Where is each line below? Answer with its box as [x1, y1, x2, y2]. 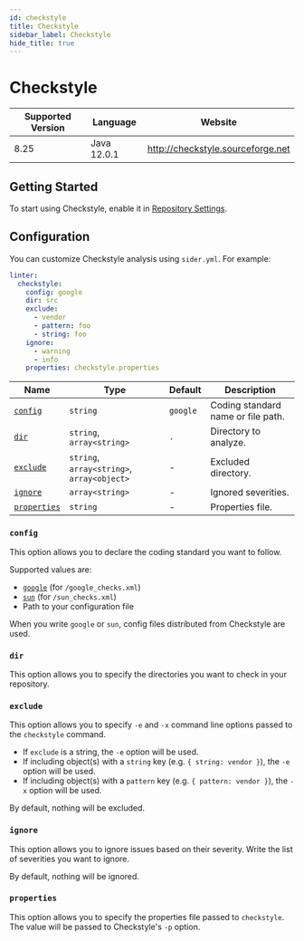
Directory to [210, 425, 261, 437]
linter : [9, 271, 39, 280]
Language [92, 116, 138, 129]
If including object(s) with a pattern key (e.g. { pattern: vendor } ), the [22, 775, 288, 786]
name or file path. [210, 410, 285, 423]
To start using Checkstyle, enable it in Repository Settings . [9, 203, 228, 214]
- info [33, 355, 59, 364]
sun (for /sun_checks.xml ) [22, 591, 118, 602]
